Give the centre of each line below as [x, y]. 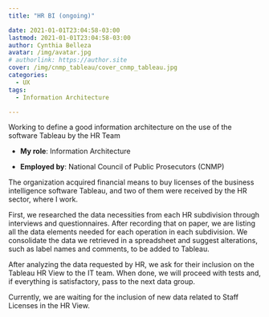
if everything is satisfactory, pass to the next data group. [102, 282]
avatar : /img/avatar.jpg [50, 53]
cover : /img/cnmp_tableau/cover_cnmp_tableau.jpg [93, 68]
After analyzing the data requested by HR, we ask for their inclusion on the [131, 265]
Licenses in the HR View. [49, 306]
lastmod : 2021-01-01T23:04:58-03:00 [69, 38]
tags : [17, 90]
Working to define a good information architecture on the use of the [120, 127]
